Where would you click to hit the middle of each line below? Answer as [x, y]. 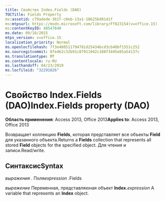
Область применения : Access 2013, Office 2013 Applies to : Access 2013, [82, 119]
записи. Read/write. [25, 150]
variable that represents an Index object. [47, 193]
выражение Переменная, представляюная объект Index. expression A [80, 187]
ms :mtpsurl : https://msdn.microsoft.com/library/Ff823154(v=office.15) [81, 24]
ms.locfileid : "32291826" [32, 70]
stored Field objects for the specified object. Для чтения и [66, 145]
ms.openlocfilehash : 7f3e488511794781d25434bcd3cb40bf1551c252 [72, 47]
